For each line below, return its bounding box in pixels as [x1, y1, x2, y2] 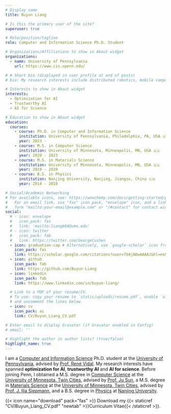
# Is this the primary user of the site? [5, 21, 95, 27]
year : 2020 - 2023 [18, 152, 58, 158]
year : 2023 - [18, 139, 47, 144]
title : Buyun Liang [5, 12, 47, 17]
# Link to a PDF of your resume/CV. [10, 290, 88, 295]
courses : [10, 124, 28, 130]
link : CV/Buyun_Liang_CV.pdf [14, 313, 76, 319]
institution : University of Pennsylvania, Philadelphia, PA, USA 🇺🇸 [18, 134, 169, 139]
